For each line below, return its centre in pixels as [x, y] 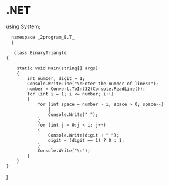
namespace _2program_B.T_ [43, 37]
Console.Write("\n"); [64, 151]
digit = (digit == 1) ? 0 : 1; [86, 140]
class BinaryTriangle [40, 53]
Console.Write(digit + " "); [83, 135]
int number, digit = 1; [56, 78]
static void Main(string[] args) [58, 68]
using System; [23, 26]
